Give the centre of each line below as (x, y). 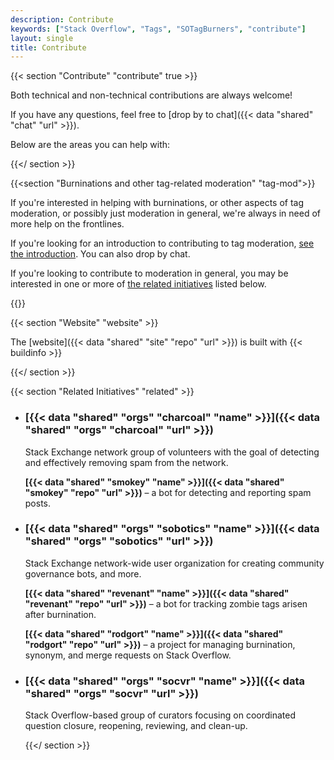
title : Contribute (48, 47)
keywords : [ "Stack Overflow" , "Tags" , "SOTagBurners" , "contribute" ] (158, 29)
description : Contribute (62, 19)
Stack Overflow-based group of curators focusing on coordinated (160, 715)
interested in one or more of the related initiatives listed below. (138, 284)
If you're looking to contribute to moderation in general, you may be (149, 273)
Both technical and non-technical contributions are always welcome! (151, 95)
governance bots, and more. (83, 573)
